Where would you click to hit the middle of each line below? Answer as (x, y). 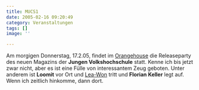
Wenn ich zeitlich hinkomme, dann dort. (55, 81)
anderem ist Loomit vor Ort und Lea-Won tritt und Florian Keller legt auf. (95, 75)
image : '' (18, 34)
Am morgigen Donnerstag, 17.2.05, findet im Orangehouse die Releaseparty (99, 56)
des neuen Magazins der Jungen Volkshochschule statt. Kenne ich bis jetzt (100, 62)
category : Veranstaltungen (40, 22)
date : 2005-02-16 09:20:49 (40, 17)
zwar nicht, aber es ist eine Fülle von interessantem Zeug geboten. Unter (95, 68)
